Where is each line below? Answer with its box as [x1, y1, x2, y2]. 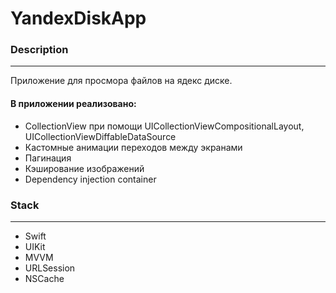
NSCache [24, 272, 65, 284]
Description [10, 43, 69, 57]
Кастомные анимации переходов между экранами [24, 141, 243, 153]
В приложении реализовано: [10, 98, 137, 110]
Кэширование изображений [24, 162, 145, 174]
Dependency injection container [24, 173, 157, 185]
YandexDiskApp [10, 7, 147, 30]
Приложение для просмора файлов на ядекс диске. [10, 75, 233, 87]
